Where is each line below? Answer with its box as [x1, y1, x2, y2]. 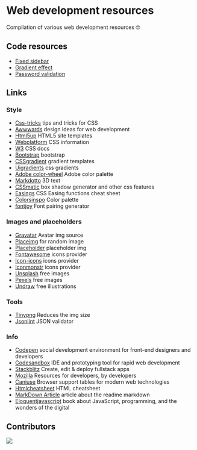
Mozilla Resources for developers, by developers [14, 372, 137, 380]
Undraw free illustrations [14, 283, 77, 290]
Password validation [14, 70, 66, 77]
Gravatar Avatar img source [14, 231, 84, 239]
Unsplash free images [14, 269, 70, 277]
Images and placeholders [6, 217, 83, 226]
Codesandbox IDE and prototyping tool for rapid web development [14, 359, 180, 366]
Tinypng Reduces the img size [14, 311, 90, 319]
